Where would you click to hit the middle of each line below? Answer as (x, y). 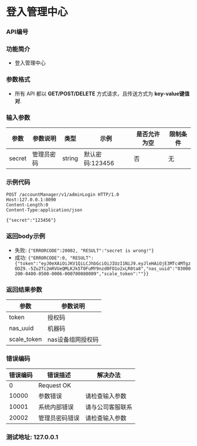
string (70, 158)
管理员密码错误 (59, 418)
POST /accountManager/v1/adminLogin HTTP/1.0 (62, 195)
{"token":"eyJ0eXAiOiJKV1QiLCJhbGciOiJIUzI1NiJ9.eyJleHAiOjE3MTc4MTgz (103, 263)
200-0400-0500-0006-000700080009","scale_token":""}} (81, 273)
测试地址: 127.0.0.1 (32, 437)
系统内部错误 (56, 407)
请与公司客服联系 (109, 407)
